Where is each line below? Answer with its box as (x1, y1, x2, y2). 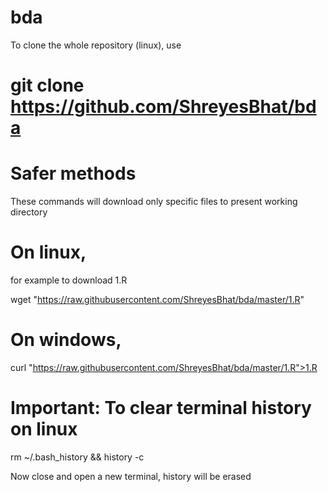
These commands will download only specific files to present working (10, 196, 298, 208)
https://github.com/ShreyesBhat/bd (10, 96, 317, 118)
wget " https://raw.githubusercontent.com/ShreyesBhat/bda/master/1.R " (10, 294, 305, 305)
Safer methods (10, 162, 137, 185)
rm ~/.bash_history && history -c (10, 451, 145, 463)
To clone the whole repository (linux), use (10, 39, 182, 51)
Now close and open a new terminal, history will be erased (10, 470, 252, 482)
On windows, (10, 329, 122, 351)
